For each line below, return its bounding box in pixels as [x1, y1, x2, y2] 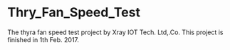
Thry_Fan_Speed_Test [7, 4, 141, 21]
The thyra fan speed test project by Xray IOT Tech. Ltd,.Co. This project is [7, 28, 224, 36]
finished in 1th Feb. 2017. [7, 35, 80, 44]
